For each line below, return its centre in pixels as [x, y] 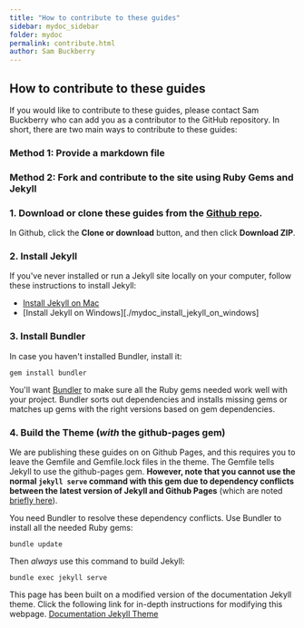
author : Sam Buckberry [52, 52]
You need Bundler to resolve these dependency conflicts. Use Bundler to [146, 517]
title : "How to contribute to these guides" [95, 18]
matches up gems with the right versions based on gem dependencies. [142, 408]
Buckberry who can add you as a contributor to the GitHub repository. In [144, 120]
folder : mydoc [36, 34]
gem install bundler [49, 373]
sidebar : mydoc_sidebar [54, 26]
